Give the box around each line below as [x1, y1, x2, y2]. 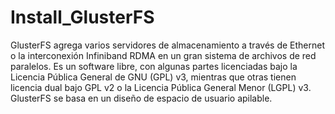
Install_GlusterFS [10, 6, 155, 29]
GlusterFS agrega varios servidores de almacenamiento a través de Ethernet [10, 39, 325, 51]
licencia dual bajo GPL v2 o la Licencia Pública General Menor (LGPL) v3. [10, 81, 312, 93]
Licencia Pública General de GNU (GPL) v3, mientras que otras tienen [10, 71, 297, 83]
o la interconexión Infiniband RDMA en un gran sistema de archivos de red [10, 49, 317, 61]
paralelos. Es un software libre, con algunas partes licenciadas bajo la [10, 60, 298, 72]
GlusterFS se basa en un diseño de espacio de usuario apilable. [10, 92, 273, 104]
